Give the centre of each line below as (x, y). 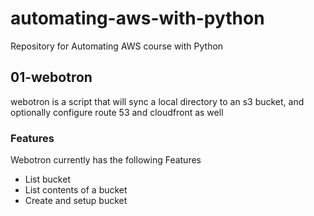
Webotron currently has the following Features (106, 160)
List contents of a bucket (76, 190)
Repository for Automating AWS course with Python (117, 46)
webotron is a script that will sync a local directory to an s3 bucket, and (157, 101)
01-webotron (51, 77)
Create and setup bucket (76, 201)
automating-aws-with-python (137, 18)
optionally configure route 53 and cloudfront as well (117, 112)
